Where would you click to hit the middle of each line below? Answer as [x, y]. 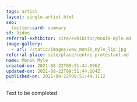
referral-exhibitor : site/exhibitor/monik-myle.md [69, 38]
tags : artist [22, 11]
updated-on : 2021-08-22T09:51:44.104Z [53, 71]
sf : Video [18, 33]
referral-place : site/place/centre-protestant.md [68, 55]
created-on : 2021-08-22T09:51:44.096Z [53, 66]
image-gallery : [24, 44]
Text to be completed [31, 93]
